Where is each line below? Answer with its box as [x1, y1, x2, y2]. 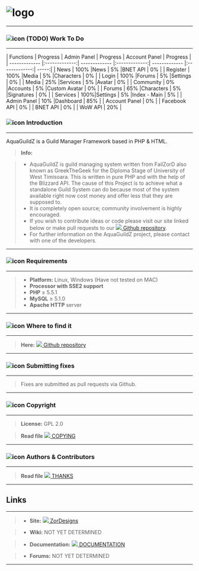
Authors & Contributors [26, 453, 95, 461]
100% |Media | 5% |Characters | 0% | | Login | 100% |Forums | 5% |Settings [6, 72, 191, 79]
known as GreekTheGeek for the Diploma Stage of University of [29, 166, 185, 174]
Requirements [26, 257, 68, 265]
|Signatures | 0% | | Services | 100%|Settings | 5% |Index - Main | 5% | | [6, 91, 182, 98]
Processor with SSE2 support [29, 282, 104, 290]
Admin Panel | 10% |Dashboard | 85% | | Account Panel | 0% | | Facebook [6, 98, 187, 105]
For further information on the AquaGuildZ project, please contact [29, 230, 190, 238]
